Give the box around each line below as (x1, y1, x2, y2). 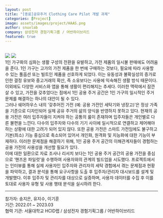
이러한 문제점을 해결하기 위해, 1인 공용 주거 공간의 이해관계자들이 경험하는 (19, 138, 158, 144)
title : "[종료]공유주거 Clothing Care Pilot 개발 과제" (5, 12, 110, 17)
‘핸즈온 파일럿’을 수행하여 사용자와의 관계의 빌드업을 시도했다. (14, 156, 130, 162)
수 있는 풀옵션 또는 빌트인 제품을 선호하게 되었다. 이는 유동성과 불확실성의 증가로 (5, 71, 157, 77)
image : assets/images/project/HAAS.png (5, 20, 86, 26)
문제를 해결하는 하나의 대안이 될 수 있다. (5, 95, 80, 101)
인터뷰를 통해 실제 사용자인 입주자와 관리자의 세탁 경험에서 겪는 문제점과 (10, 163, 147, 168)
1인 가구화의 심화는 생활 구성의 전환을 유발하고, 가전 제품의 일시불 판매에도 (5, 59, 146, 65)
